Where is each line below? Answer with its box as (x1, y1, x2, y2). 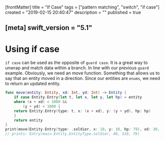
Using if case (5, 43, 60, 55)
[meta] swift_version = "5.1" (5, 24, 93, 32)
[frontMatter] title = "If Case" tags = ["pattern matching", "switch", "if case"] (5, 4, 160, 10)
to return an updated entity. (5, 81, 61, 87)
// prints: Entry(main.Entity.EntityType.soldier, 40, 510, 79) (5, 132, 140, 137)
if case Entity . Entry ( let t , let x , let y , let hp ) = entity (14, 95, 142, 100)
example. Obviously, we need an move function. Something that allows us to (5, 70, 160, 76)
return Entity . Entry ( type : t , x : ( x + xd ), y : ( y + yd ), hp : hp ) (14, 108, 151, 113)
